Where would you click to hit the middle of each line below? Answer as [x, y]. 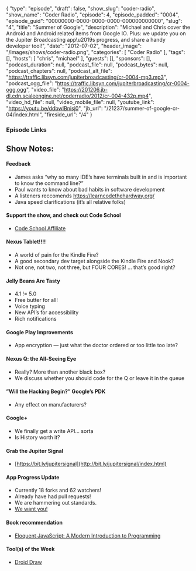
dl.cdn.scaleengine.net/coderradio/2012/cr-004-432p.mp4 [78, 96]
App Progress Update [33, 477]
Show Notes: [30, 149]
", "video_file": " [45, 90]
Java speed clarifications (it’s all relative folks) [70, 201]
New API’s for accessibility [47, 313]
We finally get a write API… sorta [54, 431]
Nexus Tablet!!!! [26, 242]
